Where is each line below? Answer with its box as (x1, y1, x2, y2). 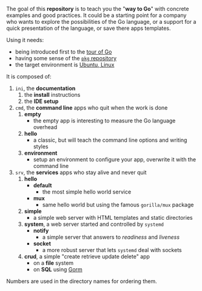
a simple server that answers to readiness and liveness (42, 234, 180, 240)
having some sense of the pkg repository (15, 55, 117, 61)
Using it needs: (6, 37, 44, 43)
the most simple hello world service (42, 188, 132, 195)
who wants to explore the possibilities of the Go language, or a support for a (6, 18, 197, 25)
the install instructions (24, 91, 81, 98)
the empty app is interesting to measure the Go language (33, 117, 176, 124)
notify (33, 227, 49, 234)
